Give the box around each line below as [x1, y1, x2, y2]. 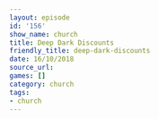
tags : [9, 88, 30, 97]
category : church [9, 80, 75, 89]
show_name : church [9, 30, 78, 38]
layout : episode [9, 13, 70, 22]
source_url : [9, 64, 54, 72]
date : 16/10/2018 [9, 55, 75, 64]
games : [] [9, 72, 47, 81]
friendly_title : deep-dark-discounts [9, 47, 151, 55]
